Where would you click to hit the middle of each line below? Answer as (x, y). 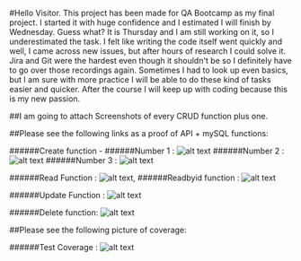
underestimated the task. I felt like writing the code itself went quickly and (146, 41)
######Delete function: (54, 213)
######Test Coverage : (54, 247)
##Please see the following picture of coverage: (98, 230)
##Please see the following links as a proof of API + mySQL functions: (139, 133)
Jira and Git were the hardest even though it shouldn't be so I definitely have (150, 61)
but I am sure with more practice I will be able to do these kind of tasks (140, 79)
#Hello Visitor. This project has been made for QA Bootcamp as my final (142, 13)
